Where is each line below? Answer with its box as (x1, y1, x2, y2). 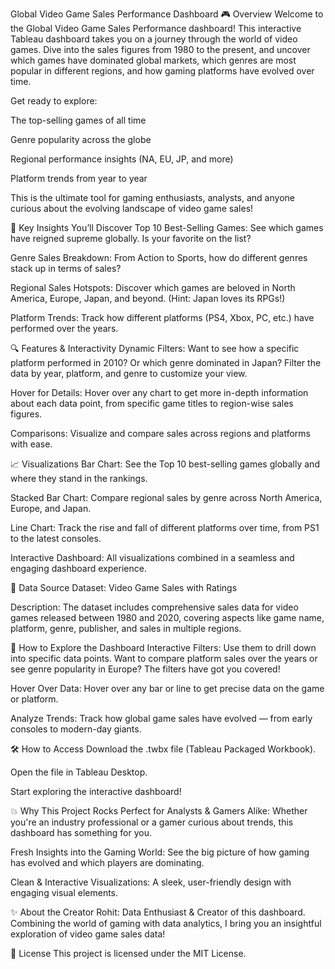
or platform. (10, 693, 59, 705)
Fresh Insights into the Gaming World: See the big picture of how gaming (10, 846, 310, 858)
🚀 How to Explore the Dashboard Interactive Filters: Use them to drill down (10, 642, 317, 653)
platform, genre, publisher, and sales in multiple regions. (10, 623, 242, 634)
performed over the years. (10, 323, 119, 334)
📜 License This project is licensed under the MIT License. (10, 948, 247, 959)
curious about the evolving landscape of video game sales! (10, 203, 254, 214)
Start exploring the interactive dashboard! (10, 786, 182, 797)
